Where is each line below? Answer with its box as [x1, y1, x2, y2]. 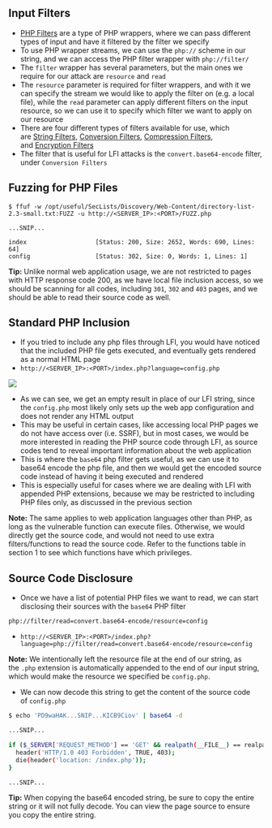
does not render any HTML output [19, 412, 134, 421]
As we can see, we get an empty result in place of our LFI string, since [19, 394, 255, 404]
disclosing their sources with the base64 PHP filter [19, 602, 186, 611]
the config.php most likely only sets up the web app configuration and [19, 403, 254, 412]
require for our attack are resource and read [19, 71, 166, 80]
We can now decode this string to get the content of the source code [19, 688, 251, 697]
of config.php [19, 696, 66, 705]
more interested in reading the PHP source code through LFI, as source [19, 438, 258, 447]
